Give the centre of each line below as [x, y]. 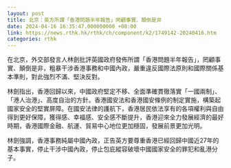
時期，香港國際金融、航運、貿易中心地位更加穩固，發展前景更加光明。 [107, 126]
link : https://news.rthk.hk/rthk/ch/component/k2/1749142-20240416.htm [112, 33]
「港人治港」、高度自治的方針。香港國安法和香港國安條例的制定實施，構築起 [114, 100]
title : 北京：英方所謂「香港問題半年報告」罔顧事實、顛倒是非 [85, 20]
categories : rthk [32, 39]
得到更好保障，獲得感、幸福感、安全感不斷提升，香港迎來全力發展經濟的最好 [115, 117]
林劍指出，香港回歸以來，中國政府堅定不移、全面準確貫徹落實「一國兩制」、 [114, 92]
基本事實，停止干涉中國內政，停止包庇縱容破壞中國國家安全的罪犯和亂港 [109, 149]
